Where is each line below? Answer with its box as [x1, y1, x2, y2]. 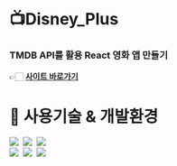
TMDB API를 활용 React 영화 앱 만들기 [9, 49, 169, 61]
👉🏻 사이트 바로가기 [9, 71, 79, 82]
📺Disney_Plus [9, 9, 119, 30]
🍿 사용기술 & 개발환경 [9, 106, 159, 126]
